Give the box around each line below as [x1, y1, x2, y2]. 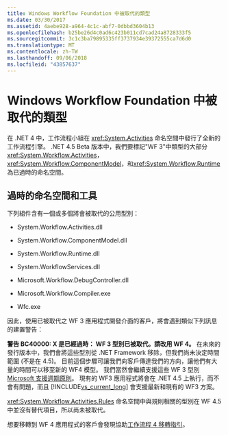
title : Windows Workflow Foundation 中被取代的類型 [7, 10, 151, 17]
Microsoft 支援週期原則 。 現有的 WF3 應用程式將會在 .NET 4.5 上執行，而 [7, 374, 214, 382]
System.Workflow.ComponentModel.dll [16, 236, 127, 245]
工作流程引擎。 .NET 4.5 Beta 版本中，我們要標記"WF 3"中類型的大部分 [7, 142, 208, 151]
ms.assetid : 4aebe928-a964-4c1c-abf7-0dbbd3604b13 [7, 23, 155, 29]
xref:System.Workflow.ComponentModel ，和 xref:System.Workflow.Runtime [7, 159, 220, 168]
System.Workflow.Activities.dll [16, 223, 103, 232]
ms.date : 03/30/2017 [7, 16, 66, 23]
